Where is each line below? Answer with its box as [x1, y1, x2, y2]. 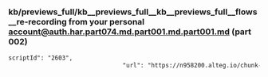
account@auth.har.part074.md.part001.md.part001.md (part [8, 26, 252, 37]
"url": [122, 62, 145, 70]
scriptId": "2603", [8, 54, 73, 62]
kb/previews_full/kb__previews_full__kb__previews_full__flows [8, 6, 258, 17]
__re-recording [8, 16, 67, 27]
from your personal [68, 16, 145, 27]
